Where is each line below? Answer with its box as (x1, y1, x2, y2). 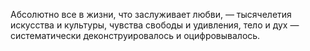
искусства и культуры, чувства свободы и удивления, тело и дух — (10, 19, 300, 31)
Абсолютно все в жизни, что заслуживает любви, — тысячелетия (10, 9, 292, 20)
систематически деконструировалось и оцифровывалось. (10, 30, 261, 41)
